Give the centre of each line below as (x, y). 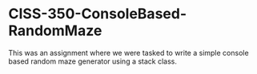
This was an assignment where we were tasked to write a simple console (129, 53)
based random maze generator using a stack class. (93, 61)
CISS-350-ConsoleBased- (97, 14)
